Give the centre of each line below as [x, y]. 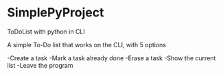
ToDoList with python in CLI [46, 31]
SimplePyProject [56, 13]
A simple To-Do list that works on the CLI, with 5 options [87, 45]
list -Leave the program [40, 65]
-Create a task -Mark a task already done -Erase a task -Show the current [111, 58]
